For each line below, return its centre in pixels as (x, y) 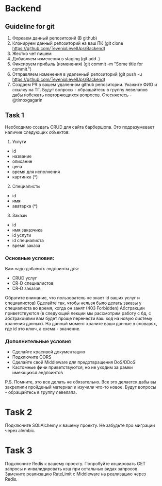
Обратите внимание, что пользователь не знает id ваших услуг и (72, 298)
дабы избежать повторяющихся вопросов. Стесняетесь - (72, 95)
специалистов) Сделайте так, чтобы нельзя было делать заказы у (73, 303)
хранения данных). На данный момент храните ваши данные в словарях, (81, 324)
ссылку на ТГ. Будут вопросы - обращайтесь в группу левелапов (80, 90)
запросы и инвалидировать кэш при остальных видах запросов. (72, 469)
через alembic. (20, 431)
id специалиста (28, 240)
